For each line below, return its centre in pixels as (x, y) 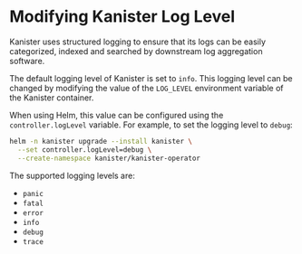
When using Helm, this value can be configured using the (117, 115)
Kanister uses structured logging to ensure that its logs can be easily (137, 42)
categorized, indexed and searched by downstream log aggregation (136, 51)
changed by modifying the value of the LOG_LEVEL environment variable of (146, 88)
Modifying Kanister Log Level (122, 17)
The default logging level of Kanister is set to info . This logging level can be (151, 78)
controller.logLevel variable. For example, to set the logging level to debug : (151, 125)
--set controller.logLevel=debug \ (85, 150)
